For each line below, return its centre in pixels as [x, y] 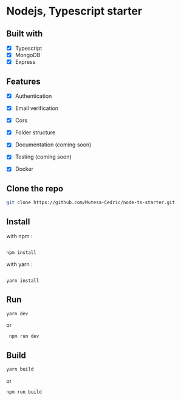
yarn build [20, 369]
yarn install [23, 281]
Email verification [37, 108]
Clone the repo [35, 189]
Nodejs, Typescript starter [74, 11]
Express [25, 62]
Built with [25, 34]
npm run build [24, 392]
